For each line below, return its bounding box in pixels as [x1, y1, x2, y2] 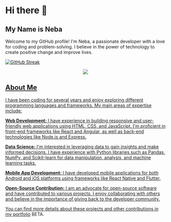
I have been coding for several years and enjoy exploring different [5, 97, 144, 103]
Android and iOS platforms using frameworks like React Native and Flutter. [5, 175, 161, 181]
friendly [5, 123, 22, 129]
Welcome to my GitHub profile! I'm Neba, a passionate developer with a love [5, 38, 165, 44]
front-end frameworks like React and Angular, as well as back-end [5, 128, 144, 134]
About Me [5, 84, 37, 92]
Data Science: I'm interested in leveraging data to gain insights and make [5, 144, 159, 150]
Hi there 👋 [5, 5, 47, 16]
